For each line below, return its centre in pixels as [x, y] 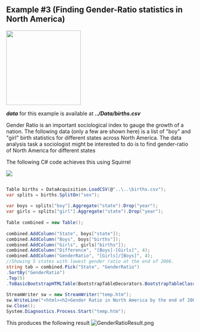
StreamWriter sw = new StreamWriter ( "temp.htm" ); [69, 295]
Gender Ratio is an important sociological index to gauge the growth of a [95, 125]
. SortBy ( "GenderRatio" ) [36, 272]
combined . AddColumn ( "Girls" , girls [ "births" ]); [66, 245]
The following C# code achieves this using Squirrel [68, 162]
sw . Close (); [21, 306]
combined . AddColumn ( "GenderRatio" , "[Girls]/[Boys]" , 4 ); [79, 256]
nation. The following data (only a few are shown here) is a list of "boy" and [99, 131]
